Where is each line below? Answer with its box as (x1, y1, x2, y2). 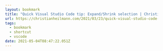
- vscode (9, 34, 27, 39)
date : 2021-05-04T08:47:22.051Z (5, 39, 70, 44)
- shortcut (9, 30, 32, 34)
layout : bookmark (5, 7, 40, 12)
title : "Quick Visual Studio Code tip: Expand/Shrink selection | (5, 12, 142, 17)
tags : (5, 20, 16, 26)
